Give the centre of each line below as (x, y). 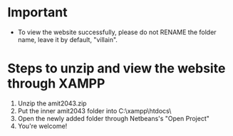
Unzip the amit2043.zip (52, 103)
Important (37, 12)
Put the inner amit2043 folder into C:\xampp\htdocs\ (94, 110)
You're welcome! (42, 126)
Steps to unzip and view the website (116, 69)
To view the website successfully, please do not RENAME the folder (117, 32)
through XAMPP (56, 84)
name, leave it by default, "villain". (67, 39)
